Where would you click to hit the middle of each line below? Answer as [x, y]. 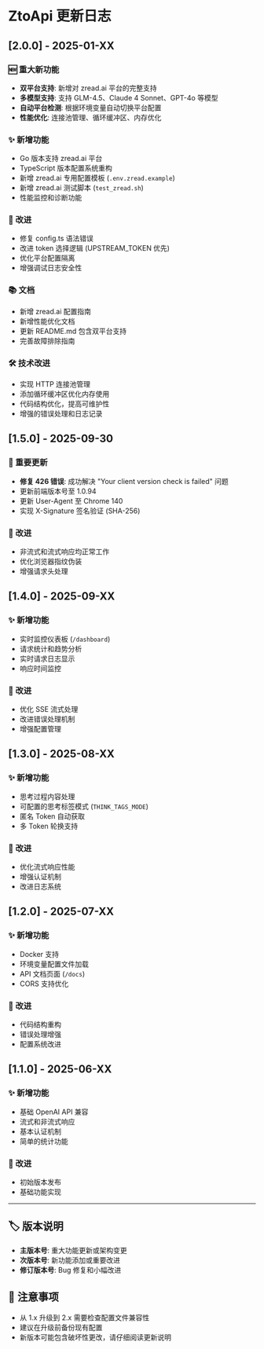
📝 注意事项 [33, 1297]
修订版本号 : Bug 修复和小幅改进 [70, 1270]
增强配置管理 [40, 729]
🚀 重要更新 [28, 463]
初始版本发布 [40, 1182]
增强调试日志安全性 [51, 268]
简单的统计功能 [44, 1141]
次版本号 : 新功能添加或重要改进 [70, 1260]
